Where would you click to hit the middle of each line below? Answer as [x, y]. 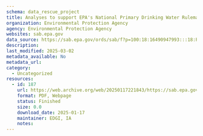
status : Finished [39, 101]
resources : [20, 79]
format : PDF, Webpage [44, 96]
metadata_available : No [36, 57]
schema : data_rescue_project [43, 12]
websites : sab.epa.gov [35, 34]
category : [19, 68]
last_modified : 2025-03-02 [40, 51]
